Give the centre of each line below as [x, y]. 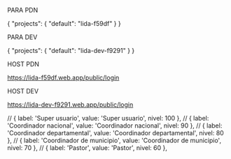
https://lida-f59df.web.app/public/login [63, 77]
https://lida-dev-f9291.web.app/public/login [70, 105]
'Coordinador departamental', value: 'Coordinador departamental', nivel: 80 [115, 133]
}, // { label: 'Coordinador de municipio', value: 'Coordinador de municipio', [114, 140]
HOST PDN [23, 64]
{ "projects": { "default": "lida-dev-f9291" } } [71, 51]
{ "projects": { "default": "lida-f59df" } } [64, 23]
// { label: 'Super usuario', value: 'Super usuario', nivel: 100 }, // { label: [108, 118]
